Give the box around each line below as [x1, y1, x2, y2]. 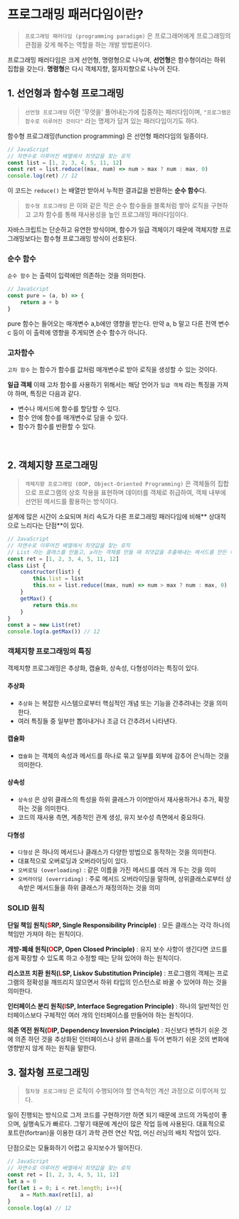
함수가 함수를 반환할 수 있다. [17, 422, 96, 431]
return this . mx [33, 602, 78, 609]
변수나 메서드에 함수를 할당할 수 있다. [17, 404, 121, 413]
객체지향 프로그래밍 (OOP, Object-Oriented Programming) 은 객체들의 [24, 479, 216, 488]
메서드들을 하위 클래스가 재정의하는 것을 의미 [36, 883, 161, 892]
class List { [7, 562, 46, 569]
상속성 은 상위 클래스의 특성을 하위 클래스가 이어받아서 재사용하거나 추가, [17, 796, 217, 804]
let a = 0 [7, 1178, 37, 1185]
